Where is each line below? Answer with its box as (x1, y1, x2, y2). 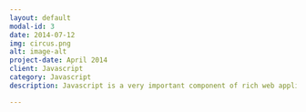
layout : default (9, 13, 71, 23)
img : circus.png (9, 38, 71, 48)
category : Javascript (9, 73, 92, 82)
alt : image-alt (9, 47, 67, 56)
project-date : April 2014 (9, 56, 107, 65)
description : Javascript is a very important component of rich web (9, 81, 275, 90)
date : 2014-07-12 (9, 30, 76, 39)
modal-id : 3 (9, 22, 55, 31)
